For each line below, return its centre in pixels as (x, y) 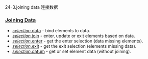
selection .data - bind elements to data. (51, 31)
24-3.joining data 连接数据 (32, 7)
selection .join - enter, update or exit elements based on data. (74, 36)
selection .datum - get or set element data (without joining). (72, 51)
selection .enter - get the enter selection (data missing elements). (78, 41)
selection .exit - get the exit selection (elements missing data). (74, 46)
